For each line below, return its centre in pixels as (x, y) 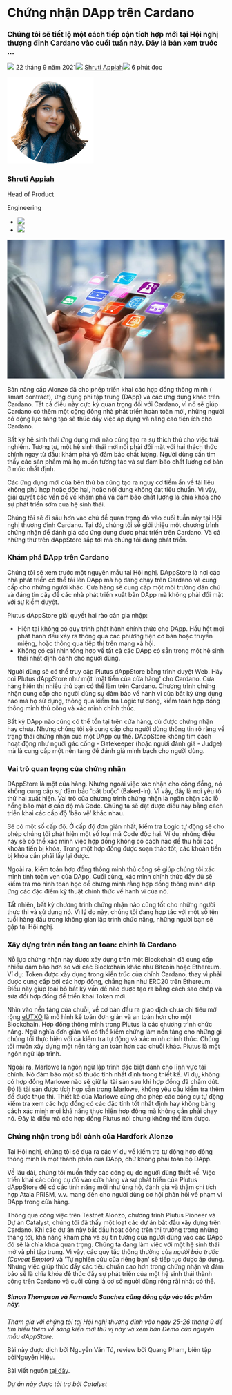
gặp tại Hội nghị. (30, 927)
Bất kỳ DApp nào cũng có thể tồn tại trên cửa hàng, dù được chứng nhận (110, 721)
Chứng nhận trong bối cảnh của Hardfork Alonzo (90, 1137)
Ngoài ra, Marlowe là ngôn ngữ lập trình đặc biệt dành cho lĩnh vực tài (107, 1067)
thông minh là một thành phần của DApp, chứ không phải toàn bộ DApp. (109, 1159)
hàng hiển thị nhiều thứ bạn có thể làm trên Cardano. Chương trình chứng (112, 686)
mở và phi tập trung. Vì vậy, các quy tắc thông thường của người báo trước (113, 1251)
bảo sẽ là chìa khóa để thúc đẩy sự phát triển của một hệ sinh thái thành (110, 1273)
